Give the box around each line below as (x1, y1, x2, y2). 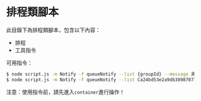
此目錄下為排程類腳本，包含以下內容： (6, 26, 100, 33)
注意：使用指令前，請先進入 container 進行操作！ (6, 88, 125, 96)
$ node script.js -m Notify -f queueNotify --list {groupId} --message (6, 71, 188, 77)
